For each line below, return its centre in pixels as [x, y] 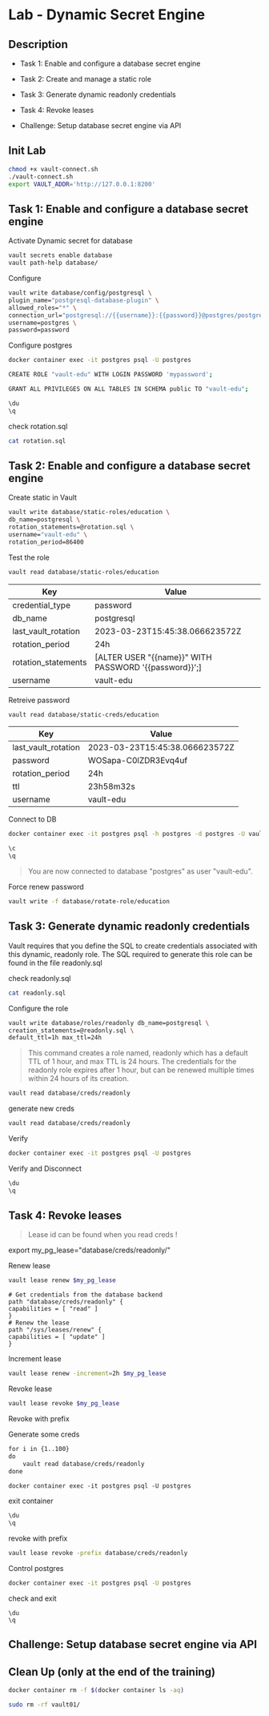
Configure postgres [40, 345]
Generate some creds [44, 1434]
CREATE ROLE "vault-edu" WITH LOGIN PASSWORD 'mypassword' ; [111, 375]
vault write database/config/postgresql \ [80, 293]
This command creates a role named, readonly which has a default [138, 1053]
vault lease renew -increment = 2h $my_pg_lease [87, 1374]
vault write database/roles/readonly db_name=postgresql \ [109, 1023]
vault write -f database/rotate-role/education [89, 902]
